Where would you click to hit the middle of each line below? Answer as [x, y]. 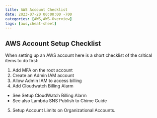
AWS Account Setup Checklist [53, 43]
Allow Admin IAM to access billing [47, 81]
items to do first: [22, 61]
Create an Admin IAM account [43, 76]
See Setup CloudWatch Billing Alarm [49, 96]
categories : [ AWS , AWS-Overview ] [39, 19]
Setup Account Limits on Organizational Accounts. [64, 110]
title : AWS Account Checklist [37, 10]
